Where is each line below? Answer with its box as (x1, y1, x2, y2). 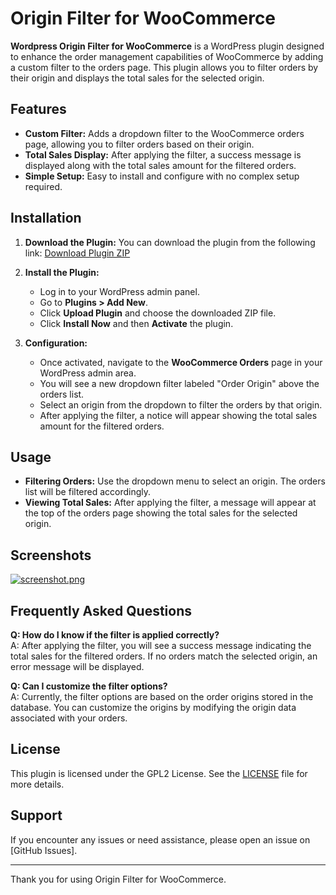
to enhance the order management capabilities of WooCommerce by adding (10, 50, 324, 62)
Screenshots (10, 547, 92, 564)
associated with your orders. (10, 712, 128, 724)
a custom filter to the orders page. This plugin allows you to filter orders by (10, 61, 319, 73)
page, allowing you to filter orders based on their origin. (24, 138, 255, 150)
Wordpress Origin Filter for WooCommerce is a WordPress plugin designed (10, 40, 325, 52)
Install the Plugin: (24, 266, 100, 278)
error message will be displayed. (10, 661, 145, 672)
